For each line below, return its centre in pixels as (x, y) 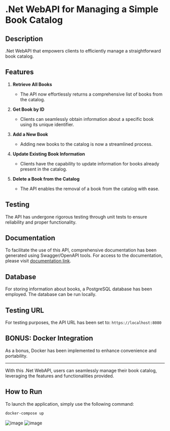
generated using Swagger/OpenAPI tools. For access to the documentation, (84, 255)
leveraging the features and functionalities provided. (60, 376)
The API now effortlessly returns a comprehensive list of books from (91, 94)
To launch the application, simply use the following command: (70, 404)
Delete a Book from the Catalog (46, 179)
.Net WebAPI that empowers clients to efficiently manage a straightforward (83, 51)
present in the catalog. (44, 169)
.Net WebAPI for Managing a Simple (82, 9)
